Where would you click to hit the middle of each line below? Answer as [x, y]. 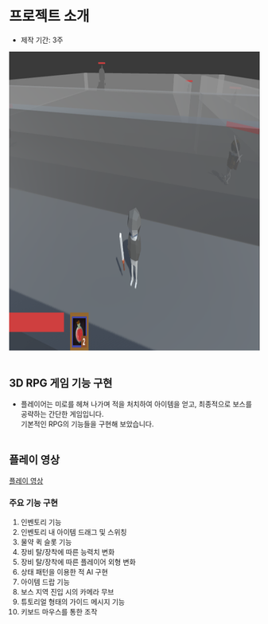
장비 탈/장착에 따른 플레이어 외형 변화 [78, 562]
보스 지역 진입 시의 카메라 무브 [67, 591]
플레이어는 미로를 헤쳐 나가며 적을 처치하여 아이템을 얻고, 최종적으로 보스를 [136, 404]
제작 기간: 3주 [42, 40]
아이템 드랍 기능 [45, 582]
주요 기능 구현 [34, 503]
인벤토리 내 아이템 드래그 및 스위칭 [74, 532]
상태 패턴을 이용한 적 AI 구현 [64, 571]
